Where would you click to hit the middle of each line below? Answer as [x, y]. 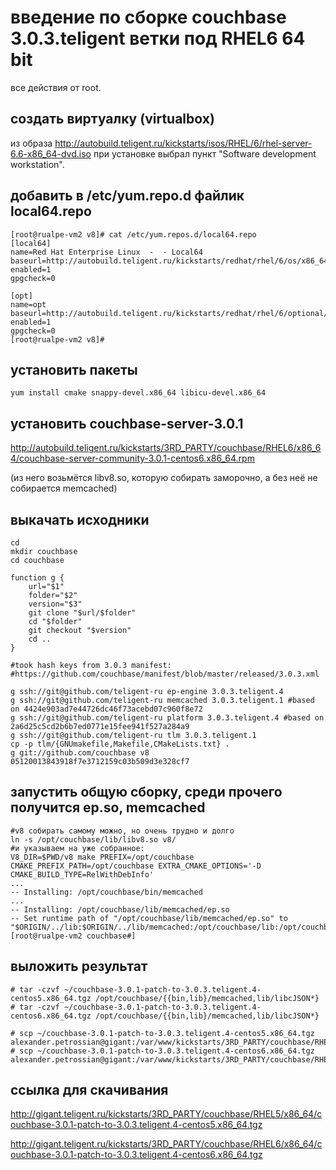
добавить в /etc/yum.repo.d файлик [127, 196]
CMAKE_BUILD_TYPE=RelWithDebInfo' [82, 874]
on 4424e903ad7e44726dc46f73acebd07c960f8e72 [106, 709]
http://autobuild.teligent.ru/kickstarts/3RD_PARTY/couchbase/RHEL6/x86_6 [166, 448]
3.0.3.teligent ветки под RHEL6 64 [158, 38]
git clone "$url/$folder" [82, 613]
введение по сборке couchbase [148, 17]
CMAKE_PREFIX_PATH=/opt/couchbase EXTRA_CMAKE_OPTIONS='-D [136, 866]
